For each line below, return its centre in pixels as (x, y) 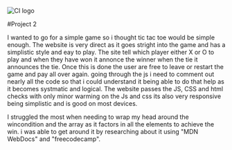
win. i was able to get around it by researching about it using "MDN (103, 132)
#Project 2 (22, 24)
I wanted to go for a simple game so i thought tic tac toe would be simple (111, 37)
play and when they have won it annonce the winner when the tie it (103, 59)
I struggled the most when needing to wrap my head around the (98, 117)
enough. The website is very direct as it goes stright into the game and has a (116, 45)
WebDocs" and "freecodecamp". (54, 139)
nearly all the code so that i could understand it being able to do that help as (116, 82)
